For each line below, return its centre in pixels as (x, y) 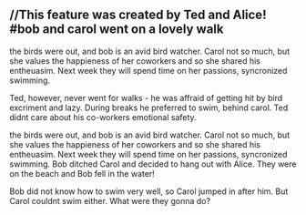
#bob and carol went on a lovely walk (117, 30)
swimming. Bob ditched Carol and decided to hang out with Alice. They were (153, 164)
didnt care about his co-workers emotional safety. (103, 117)
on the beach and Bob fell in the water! (82, 173)
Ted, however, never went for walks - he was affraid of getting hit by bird (146, 97)
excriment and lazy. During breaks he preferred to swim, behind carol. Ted (149, 107)
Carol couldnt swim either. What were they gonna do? (110, 200)
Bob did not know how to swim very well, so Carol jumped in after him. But (149, 191)
